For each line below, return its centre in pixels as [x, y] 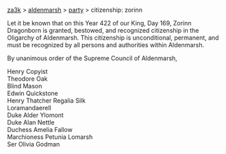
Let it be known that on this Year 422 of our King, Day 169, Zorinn [99, 23]
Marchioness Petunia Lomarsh [50, 137]
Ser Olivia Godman [34, 144]
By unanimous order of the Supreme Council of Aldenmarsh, [92, 58]
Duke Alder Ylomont [35, 115]
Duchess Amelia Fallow [40, 130]
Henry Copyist [27, 72]
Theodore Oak [27, 79]
